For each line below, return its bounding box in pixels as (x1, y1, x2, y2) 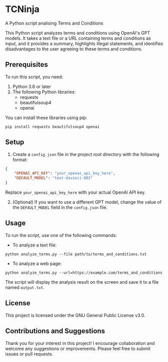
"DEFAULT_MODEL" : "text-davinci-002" (14, 176, 93, 181)
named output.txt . (5, 284, 45, 290)
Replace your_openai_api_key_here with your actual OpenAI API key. (5, 189, 146, 195)
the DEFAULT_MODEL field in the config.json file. (12, 204, 108, 210)
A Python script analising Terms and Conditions (5, 20, 104, 26)
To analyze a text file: (12, 242, 57, 248)
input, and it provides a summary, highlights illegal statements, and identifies (5, 40, 163, 46)
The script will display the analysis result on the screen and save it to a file (5, 279, 159, 285)
